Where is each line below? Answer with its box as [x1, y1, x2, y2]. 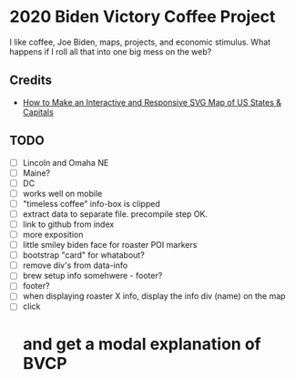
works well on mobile [22, 188, 103, 199]
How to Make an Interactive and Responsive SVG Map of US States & [22, 97, 282, 108]
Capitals [22, 107, 55, 118]
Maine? [22, 167, 51, 179]
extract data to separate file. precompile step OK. [22, 208, 208, 220]
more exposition [22, 230, 84, 240]
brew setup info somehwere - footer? [22, 271, 163, 282]
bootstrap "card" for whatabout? [22, 250, 146, 261]
